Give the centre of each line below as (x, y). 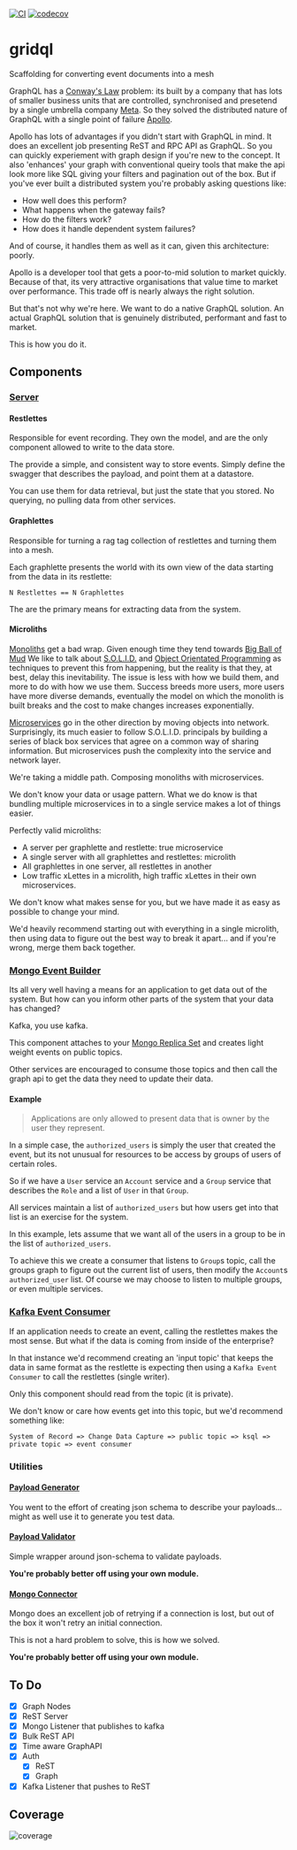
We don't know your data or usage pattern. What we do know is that (133, 794)
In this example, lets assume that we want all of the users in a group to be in (147, 1234)
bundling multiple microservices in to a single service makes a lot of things (145, 803)
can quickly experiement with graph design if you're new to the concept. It (145, 155)
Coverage (37, 1814)
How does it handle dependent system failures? (109, 228)
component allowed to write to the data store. (92, 448)
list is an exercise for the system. (69, 1217)
